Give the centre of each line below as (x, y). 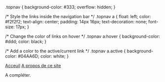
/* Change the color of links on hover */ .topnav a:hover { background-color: (82, 36)
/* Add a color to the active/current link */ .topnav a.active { (66, 51)
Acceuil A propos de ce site (33, 66)
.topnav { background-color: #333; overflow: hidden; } (60, 7)
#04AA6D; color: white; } (43, 56)
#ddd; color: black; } (26, 41)
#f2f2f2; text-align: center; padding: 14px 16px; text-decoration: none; (76, 22)
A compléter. (18, 75)
